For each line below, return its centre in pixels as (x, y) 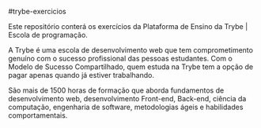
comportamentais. (38, 115)
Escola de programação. (48, 35)
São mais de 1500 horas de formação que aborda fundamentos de (116, 90)
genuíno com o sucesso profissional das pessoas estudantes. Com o (121, 59)
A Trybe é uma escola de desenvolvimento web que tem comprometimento (130, 50)
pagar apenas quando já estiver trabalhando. (81, 75)
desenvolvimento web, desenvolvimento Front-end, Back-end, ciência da (127, 99)
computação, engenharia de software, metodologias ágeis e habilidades (126, 107)
